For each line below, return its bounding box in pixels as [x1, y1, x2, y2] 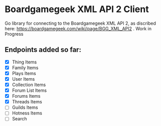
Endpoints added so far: [5, 45, 82, 54]
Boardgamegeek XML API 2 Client [5, 4, 149, 15]
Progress [5, 31, 24, 37]
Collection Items [12, 82, 46, 88]
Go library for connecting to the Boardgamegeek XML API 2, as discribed [5, 20, 156, 26]
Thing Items [12, 59, 37, 65]
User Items [12, 76, 35, 82]
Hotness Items [12, 110, 42, 116]
